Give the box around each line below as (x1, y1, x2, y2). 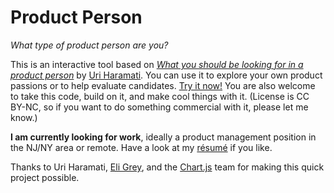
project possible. (10, 171, 80, 183)
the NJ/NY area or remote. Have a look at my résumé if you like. (10, 141, 273, 153)
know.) (10, 111, 38, 123)
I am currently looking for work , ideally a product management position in (10, 131, 317, 143)
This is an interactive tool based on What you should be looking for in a (10, 58, 304, 70)
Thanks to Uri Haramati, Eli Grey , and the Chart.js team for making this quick (10, 161, 325, 173)
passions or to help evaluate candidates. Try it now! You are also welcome (10, 79, 316, 91)
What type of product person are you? (10, 39, 169, 51)
